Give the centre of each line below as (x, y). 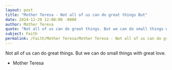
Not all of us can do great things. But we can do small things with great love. (86, 53)
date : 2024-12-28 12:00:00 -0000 (41, 19)
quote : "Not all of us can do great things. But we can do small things (84, 29)
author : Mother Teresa (29, 24)
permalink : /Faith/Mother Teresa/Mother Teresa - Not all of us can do (83, 39)
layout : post (19, 10)
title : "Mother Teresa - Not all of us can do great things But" (76, 15)
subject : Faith (21, 34)
